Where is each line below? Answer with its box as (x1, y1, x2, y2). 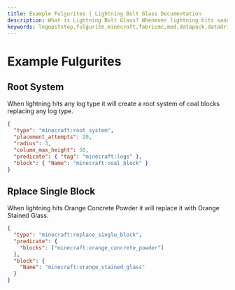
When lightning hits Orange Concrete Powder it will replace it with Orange (7, 204, 220, 212)
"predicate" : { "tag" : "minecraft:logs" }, (13, 153, 142, 160)
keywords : (7, 23, 36, 30)
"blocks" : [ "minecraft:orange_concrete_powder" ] (20, 244, 164, 252)
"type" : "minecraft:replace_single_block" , (13, 231, 142, 238)
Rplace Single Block (7, 185, 96, 197)
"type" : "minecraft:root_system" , (13, 127, 114, 134)
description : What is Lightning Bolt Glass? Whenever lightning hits (7, 17, 215, 24)
